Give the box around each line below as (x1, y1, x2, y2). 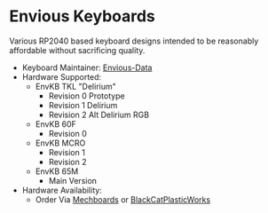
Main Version (48, 175, 98, 185)
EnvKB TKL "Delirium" (35, 81, 117, 91)
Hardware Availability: (21, 185, 102, 195)
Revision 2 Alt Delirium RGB (48, 109, 149, 120)
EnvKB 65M (35, 166, 79, 177)
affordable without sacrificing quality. (9, 44, 146, 55)
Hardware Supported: (21, 71, 102, 82)
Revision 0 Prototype (48, 91, 126, 101)
